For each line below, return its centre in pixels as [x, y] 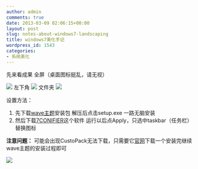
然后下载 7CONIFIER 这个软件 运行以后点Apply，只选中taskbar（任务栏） [103, 120]
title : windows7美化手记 [35, 40]
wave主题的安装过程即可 [37, 148]
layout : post [22, 29]
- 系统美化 [18, 57]
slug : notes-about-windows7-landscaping [58, 34]
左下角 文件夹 [34, 87]
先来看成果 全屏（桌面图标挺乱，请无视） [57, 74]
